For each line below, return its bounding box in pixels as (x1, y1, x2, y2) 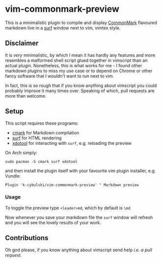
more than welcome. (5, 93, 46, 99)
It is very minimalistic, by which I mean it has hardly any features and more (5, 52, 156, 58)
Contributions (5, 234, 48, 242)
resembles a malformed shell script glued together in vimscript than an (5, 57, 148, 63)
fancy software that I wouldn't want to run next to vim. (5, 73, 114, 79)
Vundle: (5, 173, 21, 179)
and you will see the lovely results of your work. (5, 219, 101, 225)
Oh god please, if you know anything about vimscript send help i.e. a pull (5, 247, 153, 253)
